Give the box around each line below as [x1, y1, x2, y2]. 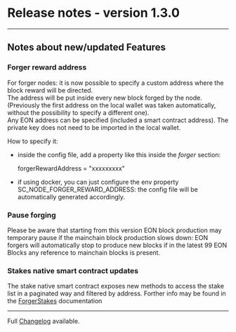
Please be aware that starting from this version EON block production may [7, 226, 222, 234]
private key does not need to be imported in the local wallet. [7, 123, 181, 131]
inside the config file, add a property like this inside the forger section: [17, 150, 221, 159]
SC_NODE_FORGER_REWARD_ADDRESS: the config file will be [17, 185, 198, 194]
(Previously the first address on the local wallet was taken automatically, [7, 100, 216, 109]
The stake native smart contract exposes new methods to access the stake [7, 282, 225, 291]
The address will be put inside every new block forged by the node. [7, 93, 202, 102]
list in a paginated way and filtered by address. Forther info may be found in [7, 289, 226, 298]
